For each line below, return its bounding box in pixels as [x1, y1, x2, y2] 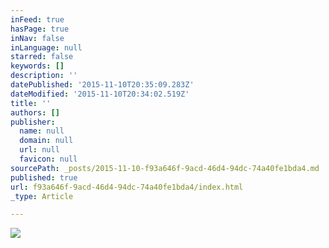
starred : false [10, 52, 74, 62]
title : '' [10, 98, 52, 108]
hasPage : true [10, 24, 70, 34]
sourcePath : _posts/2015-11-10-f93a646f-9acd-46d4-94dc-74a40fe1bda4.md [10, 163, 320, 173]
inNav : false [10, 33, 65, 43]
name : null [19, 126, 65, 136]
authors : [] [10, 107, 60, 118]
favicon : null [19, 154, 78, 164]
